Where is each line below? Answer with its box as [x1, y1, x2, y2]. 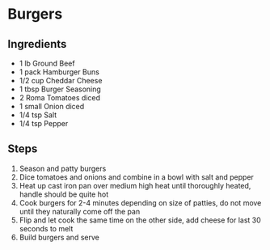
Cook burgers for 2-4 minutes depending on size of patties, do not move [19, 197, 262, 207]
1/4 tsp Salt [19, 110, 57, 120]
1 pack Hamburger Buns [19, 67, 100, 77]
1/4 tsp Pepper [19, 119, 69, 128]
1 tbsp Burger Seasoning [19, 84, 102, 94]
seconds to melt [19, 223, 74, 233]
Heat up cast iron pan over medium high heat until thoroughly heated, [19, 180, 251, 190]
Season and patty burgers [19, 163, 107, 173]
